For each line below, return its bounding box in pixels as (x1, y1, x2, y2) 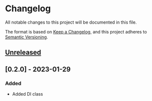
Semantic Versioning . (5, 34, 48, 40)
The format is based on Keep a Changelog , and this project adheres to (5, 29, 147, 34)
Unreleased (5, 48, 42, 57)
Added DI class (12, 91, 43, 97)
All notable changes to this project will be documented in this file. (5, 19, 137, 25)
